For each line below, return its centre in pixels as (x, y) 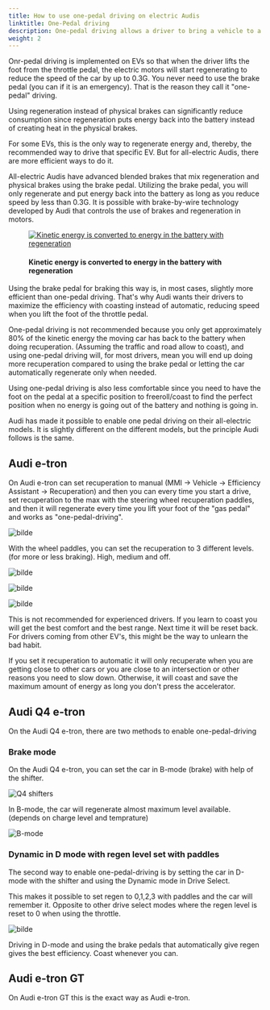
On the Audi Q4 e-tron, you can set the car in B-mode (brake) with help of (131, 770)
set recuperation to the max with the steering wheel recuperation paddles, (131, 500)
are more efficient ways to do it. (61, 161)
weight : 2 (25, 38)
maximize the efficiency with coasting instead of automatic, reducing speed (134, 305)
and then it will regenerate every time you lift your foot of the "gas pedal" (130, 509)
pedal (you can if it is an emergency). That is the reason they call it (119, 87)
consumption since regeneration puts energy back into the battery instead (132, 120)
